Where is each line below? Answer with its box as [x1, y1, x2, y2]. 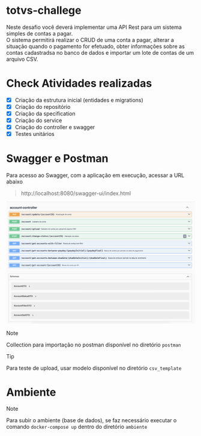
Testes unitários [14, 130, 55, 138]
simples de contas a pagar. [6, 29, 73, 37]
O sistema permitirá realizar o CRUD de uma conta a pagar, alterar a [6, 36, 174, 43]
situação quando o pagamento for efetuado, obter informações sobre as [6, 43, 185, 50]
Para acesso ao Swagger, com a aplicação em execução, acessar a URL [6, 172, 185, 179]
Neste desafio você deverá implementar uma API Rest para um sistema [6, 23, 182, 31]
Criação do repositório [14, 103, 71, 110]
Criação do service [14, 117, 62, 124]
